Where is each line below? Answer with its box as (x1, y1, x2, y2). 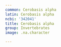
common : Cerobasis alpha (5, 7, 57, 12)
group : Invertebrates (5, 26, 50, 31)
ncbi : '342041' (5, 16, 37, 21)
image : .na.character (5, 30, 50, 35)
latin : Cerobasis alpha (5, 12, 55, 17)
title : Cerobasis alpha (5, 21, 55, 26)
